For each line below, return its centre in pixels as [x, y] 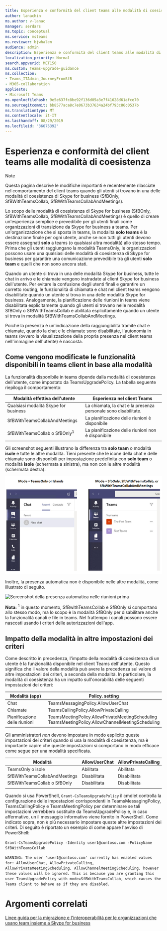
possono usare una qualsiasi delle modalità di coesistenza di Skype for [78, 253]
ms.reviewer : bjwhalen [29, 42]
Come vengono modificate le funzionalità [70, 357]
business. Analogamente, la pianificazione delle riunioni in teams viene [78, 300]
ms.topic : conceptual [28, 32]
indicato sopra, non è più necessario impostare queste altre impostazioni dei [83, 822]
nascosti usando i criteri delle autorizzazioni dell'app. [60, 623]
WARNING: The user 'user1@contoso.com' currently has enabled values [79, 858]
